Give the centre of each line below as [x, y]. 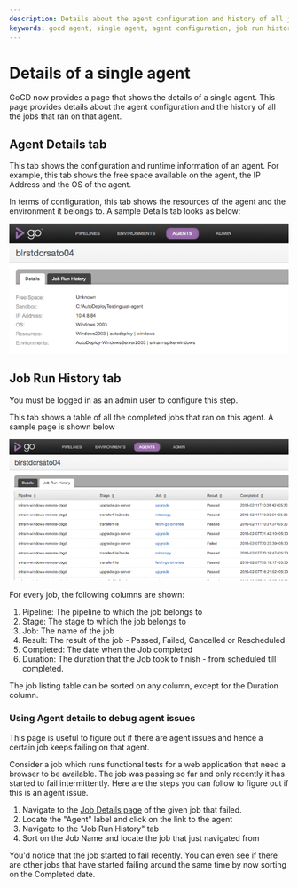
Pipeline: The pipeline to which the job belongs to [112, 612]
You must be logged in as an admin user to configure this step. [124, 400]
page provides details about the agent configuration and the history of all [143, 107]
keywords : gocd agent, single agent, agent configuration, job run [137, 28]
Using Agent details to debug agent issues [102, 719]
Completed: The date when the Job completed [107, 650]
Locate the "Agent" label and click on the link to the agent [127, 819]
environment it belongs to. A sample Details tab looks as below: [125, 211]
